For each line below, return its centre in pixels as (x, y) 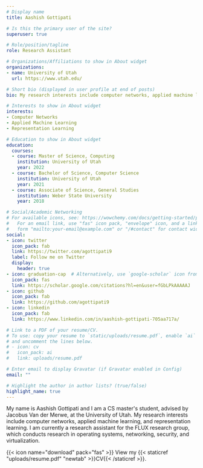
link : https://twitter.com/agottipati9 (62, 252)
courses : (23, 151)
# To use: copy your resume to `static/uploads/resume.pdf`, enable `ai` (101, 336)
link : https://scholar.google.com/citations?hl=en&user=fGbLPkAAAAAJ (101, 285)
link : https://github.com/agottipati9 (61, 302)
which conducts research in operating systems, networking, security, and (98, 434)
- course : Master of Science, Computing (63, 156)
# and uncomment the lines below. (50, 341)
